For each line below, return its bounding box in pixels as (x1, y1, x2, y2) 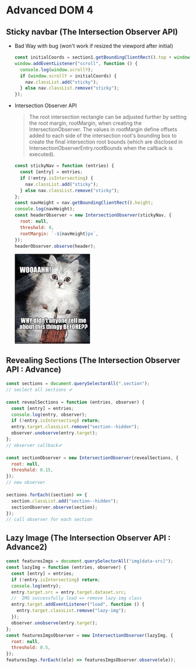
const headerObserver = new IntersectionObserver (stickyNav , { (14, 212, 172, 219)
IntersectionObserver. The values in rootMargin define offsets (29, 126, 178, 133)
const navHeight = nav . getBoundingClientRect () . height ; (14, 200, 153, 206)
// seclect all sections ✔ (6, 387, 73, 393)
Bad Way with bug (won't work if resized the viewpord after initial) (14, 42, 173, 49)
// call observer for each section (6, 517, 93, 523)
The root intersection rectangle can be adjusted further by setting (29, 114, 187, 121)
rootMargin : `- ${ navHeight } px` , (20, 231, 99, 237)
